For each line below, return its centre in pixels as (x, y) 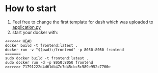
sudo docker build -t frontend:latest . (47, 58)
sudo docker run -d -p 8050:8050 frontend (49, 62)
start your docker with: (35, 32)
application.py (26, 27)
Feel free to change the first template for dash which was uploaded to (83, 22)
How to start (31, 9)
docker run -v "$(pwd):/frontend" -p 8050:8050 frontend (65, 50)
